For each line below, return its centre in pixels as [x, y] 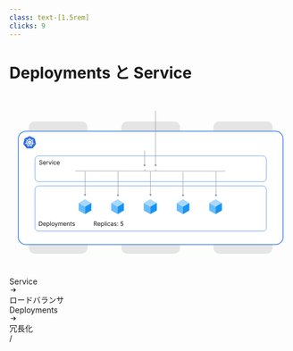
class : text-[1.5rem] [50, 17]
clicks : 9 [28, 26]
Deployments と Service [100, 73]
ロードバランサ [37, 299]
